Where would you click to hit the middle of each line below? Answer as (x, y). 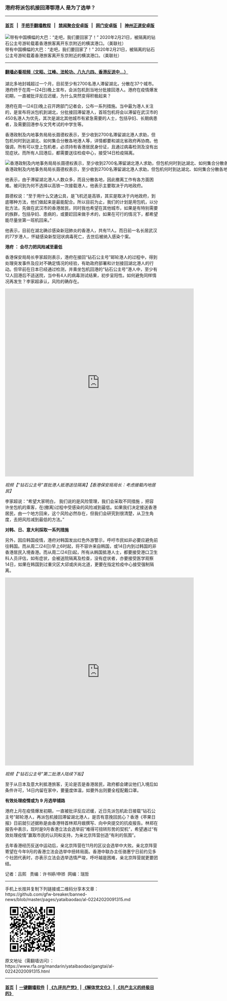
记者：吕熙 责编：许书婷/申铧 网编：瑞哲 (47, 874)
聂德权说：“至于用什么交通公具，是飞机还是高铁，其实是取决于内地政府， (78, 196)
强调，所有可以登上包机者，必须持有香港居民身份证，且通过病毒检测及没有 (79, 147)
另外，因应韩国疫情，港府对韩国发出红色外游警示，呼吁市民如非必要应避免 (79, 540)
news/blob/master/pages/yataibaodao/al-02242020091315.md (68, 899)
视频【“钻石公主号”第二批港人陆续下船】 (45, 774)
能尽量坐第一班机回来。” (28, 220)
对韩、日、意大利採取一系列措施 (37, 529)
